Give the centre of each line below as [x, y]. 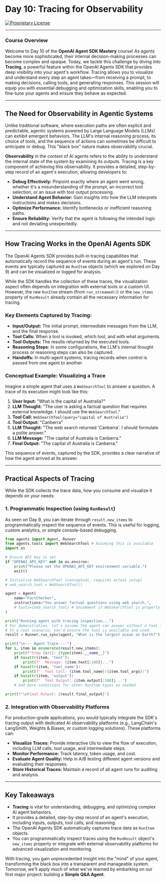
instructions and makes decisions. [47, 203]
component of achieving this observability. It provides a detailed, [71, 167]
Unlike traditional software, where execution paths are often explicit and [78, 125]
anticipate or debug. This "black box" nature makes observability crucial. [79, 147]
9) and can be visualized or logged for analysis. [54, 272]
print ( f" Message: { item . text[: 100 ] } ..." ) [68, 662]
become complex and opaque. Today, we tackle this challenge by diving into [83, 62]
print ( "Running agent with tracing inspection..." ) [59, 621]
